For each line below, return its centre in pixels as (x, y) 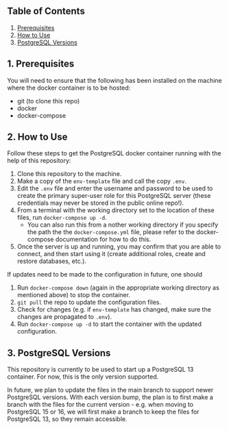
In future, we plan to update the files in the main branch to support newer (110, 390)
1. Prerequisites (41, 64)
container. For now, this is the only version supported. (83, 377)
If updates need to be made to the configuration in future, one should (105, 275)
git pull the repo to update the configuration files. (89, 302)
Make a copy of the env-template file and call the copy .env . (101, 181)
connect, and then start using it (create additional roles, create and (111, 254)
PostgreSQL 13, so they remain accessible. (67, 419)
